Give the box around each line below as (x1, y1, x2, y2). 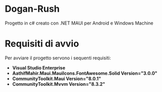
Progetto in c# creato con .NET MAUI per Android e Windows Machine (5, 20, 154, 26)
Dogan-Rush (5, 3, 60, 15)
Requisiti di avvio (5, 38, 79, 50)
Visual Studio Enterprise (12, 64, 66, 71)
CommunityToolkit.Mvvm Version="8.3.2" (12, 81, 106, 87)
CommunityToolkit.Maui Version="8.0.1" (12, 75, 101, 82)
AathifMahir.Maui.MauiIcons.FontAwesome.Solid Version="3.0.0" (12, 70, 157, 76)
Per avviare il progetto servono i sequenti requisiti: (5, 55, 111, 61)
